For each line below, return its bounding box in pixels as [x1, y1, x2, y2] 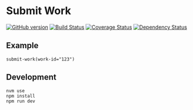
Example [6, 41, 39, 51]
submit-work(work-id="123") [6, 56, 75, 62]
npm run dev [6, 98, 35, 104]
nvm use [6, 88, 25, 94]
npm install [6, 93, 35, 99]
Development [6, 72, 57, 82]
